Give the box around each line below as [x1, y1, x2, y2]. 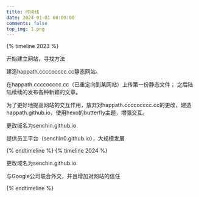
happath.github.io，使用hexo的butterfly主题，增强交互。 [6, 109, 148, 116]
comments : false [6, 20, 47, 26]
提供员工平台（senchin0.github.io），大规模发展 [6, 135, 125, 142]
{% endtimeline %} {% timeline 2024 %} [6, 147, 108, 154]
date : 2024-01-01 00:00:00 [6, 15, 75, 21]
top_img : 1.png [6, 26, 45, 32]
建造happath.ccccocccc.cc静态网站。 [6, 68, 102, 75]
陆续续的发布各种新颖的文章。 [6, 89, 81, 96]
